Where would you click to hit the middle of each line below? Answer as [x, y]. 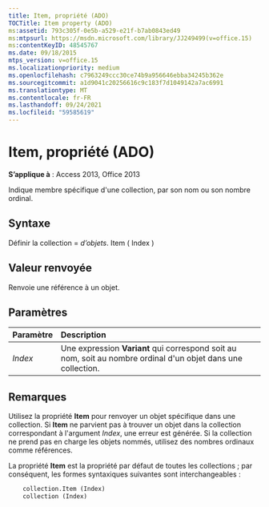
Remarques [38, 397]
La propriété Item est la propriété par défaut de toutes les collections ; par [130, 466]
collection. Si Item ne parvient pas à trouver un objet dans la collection [125, 425]
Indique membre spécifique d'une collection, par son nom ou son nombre [129, 190]
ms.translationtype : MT [48, 90]
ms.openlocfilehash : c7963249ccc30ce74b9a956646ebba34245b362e [116, 75]
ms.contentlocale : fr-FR [50, 98]
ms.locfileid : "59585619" [51, 113]
